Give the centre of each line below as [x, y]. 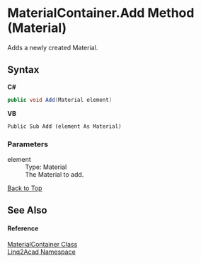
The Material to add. [54, 174]
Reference [23, 228]
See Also [27, 210]
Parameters [28, 144]
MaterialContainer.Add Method [101, 13]
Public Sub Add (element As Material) [64, 126]
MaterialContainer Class [42, 244]
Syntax [23, 70]
